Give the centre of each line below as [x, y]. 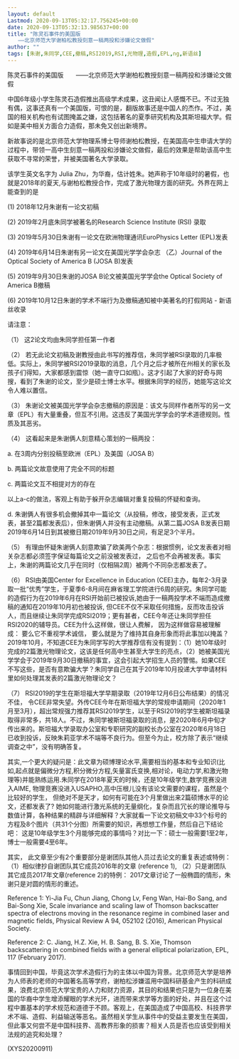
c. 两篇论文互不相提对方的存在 [52, 484]
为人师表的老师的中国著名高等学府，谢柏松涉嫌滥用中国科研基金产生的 [110, 981]
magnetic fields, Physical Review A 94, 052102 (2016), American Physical [115, 921]
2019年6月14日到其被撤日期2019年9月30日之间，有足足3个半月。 [103, 532]
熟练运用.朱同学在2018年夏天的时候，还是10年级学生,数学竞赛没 [128, 779]
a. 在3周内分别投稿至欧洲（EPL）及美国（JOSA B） [83, 453]
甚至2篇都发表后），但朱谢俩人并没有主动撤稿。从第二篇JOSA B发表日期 [124, 523]
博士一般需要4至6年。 [39, 842]
